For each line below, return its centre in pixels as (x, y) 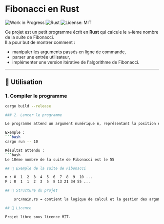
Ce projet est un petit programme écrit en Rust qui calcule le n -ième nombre (82, 32)
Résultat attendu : (25, 150)
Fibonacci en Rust (42, 9)
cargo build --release (28, 106)
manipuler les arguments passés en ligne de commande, (69, 52)
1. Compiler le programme (36, 96)
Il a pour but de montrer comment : (40, 42)
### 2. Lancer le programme (34, 115)
